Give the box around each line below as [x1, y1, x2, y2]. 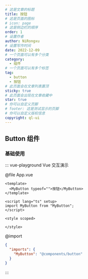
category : [5, 57, 25, 62]
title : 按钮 [5, 12, 27, 16]
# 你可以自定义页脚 [5, 102, 38, 107]
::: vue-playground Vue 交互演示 [5, 162, 69, 168]
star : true [5, 98, 27, 102]
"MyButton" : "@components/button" [13, 252, 83, 257]
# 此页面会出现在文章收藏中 [5, 93, 53, 98]
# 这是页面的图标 [5, 16, 35, 21]
